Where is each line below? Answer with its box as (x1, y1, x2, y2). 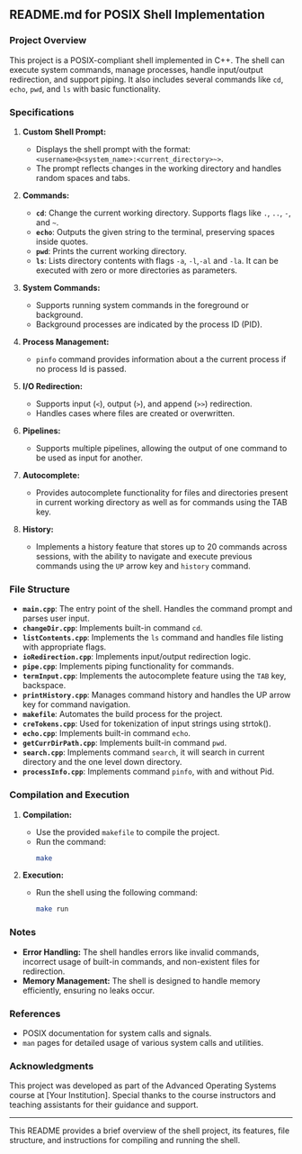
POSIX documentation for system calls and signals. (22, 1027, 212, 1039)
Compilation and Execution (9, 788, 130, 801)
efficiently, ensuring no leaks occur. (22, 985, 155, 995)
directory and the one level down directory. (22, 757, 182, 768)
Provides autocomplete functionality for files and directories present (35, 486, 289, 498)
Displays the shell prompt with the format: (35, 143, 191, 154)
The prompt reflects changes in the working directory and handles (35, 162, 281, 174)
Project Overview (9, 34, 87, 47)
